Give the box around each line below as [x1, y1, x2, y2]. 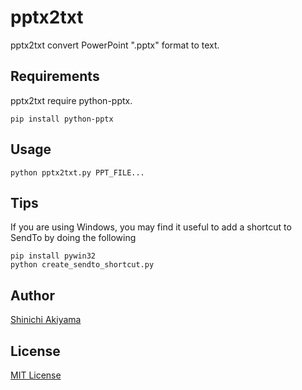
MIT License [10, 369, 62, 381]
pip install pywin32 [10, 251, 97, 261]
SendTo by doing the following [10, 232, 137, 244]
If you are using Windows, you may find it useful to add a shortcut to [10, 221, 292, 233]
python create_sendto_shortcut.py [10, 260, 155, 270]
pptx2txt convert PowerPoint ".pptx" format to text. [10, 39, 220, 51]
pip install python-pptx [10, 114, 114, 124]
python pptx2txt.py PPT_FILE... [10, 167, 145, 178]
